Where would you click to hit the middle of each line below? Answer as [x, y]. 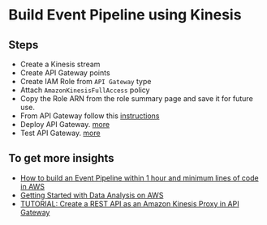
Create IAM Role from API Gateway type [86, 81]
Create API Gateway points [65, 73]
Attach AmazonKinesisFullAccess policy [85, 90]
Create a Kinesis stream [60, 64]
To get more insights [62, 158]
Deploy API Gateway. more [65, 124]
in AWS [32, 186]
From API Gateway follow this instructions [90, 116]
